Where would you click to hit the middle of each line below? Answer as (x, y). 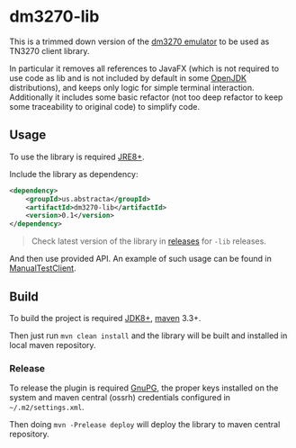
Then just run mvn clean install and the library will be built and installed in (148, 336)
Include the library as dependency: (74, 174)
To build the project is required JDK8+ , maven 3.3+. (105, 318)
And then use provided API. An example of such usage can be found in (140, 259)
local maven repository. (53, 345)
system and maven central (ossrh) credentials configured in (120, 398)
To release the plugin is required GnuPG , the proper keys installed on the (144, 388)
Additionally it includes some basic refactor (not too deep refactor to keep (146, 97)
